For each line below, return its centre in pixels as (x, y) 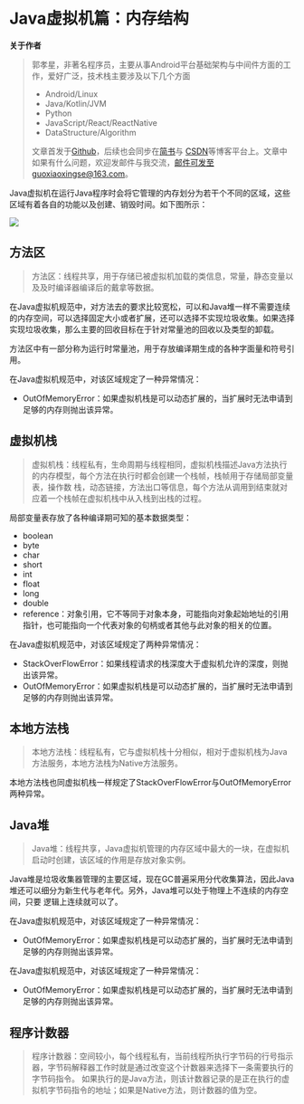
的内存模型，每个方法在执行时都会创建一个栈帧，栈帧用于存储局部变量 (162, 475)
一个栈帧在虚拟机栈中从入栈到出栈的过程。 (127, 498)
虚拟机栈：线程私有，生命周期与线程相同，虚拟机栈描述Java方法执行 (159, 464)
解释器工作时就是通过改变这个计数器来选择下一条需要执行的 (182, 1067)
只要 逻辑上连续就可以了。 (74, 902)
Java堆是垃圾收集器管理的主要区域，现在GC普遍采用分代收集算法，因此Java (152, 880)
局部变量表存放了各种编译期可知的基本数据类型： (100, 518)
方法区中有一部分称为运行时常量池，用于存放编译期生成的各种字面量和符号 (148, 348)
